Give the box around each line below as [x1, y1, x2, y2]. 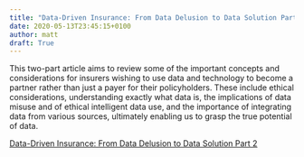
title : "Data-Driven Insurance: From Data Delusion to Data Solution [9, 13, 278, 23]
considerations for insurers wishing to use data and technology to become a [9, 73, 294, 84]
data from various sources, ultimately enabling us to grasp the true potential [9, 111, 292, 122]
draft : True [9, 38, 54, 48]
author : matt [9, 30, 59, 39]
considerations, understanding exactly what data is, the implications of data [9, 92, 292, 103]
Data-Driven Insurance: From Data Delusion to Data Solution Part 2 [9, 138, 258, 149]
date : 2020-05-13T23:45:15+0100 [9, 22, 131, 31]
